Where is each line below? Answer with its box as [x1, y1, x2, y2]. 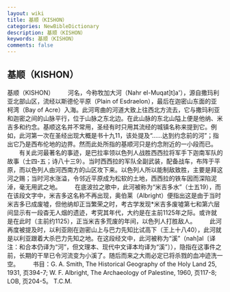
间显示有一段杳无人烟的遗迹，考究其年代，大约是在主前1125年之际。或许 [7, 208, 212, 217]
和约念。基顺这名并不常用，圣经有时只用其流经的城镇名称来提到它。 [18, 123, 211, 131]
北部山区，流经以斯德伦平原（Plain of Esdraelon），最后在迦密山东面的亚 [12, 97, 218, 105]
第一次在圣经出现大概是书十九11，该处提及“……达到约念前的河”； [30, 131, 214, 139]
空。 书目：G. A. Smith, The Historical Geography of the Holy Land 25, [7, 260, 217, 268]
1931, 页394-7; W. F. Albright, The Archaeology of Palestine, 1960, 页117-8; [7, 268, 217, 276]
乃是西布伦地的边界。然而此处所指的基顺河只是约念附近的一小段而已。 [18, 140, 217, 148]
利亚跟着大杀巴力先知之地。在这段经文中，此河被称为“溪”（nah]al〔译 [18, 234, 216, 242]
